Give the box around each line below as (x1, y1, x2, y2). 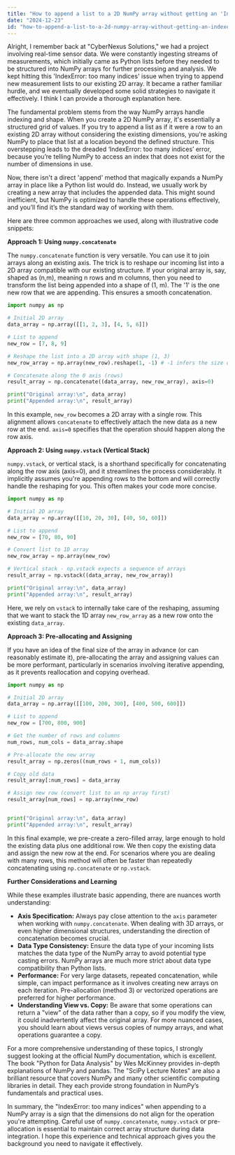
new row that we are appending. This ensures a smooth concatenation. (7, 288, 212, 297)
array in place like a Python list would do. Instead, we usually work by (7, 181, 208, 189)
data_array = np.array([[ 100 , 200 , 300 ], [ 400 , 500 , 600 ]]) (7, 701, 187, 708)
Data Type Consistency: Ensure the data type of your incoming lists (17, 941, 215, 949)
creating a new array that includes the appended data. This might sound (7, 188, 215, 196)
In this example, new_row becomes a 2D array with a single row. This (7, 410, 202, 418)
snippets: (7, 224, 34, 233)
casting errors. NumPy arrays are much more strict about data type (17, 956, 211, 965)
